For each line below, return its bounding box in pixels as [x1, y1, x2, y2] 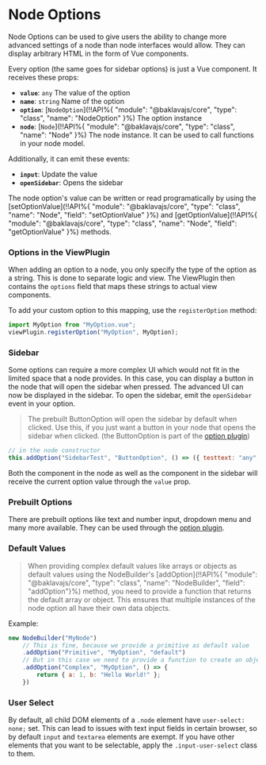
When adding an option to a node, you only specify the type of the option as [8, 265, 257, 275]
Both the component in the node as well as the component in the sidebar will [8, 469, 258, 478]
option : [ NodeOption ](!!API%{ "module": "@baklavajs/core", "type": [19, 105, 237, 114]
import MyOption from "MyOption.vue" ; [8, 321, 136, 329]
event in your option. [8, 399, 76, 408]
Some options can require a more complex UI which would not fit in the [8, 365, 240, 375]
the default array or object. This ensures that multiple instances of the [27, 594, 256, 605]
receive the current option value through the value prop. [8, 477, 192, 486]
